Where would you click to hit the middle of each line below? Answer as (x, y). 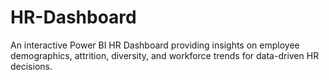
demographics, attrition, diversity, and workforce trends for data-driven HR (165, 55)
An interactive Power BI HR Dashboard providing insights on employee (155, 45)
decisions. (31, 66)
